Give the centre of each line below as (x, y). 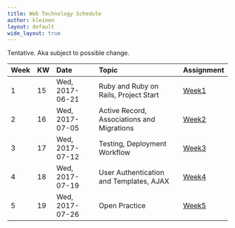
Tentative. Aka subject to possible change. (69, 53)
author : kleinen (31, 20)
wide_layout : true (34, 33)
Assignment (204, 70)
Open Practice (122, 206)
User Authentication (131, 173)
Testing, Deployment (133, 144)
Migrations (116, 128)
